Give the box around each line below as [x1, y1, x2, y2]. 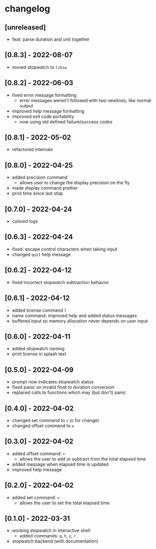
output [19, 102, 34, 108]
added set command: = [12, 494, 60, 500]
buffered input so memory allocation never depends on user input [12, 318, 148, 324]
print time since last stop [12, 190, 63, 196]
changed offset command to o [12, 423, 74, 429]
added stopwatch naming [12, 346, 65, 352]
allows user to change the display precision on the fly [19, 180, 130, 186]
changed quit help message [12, 251, 71, 257]
